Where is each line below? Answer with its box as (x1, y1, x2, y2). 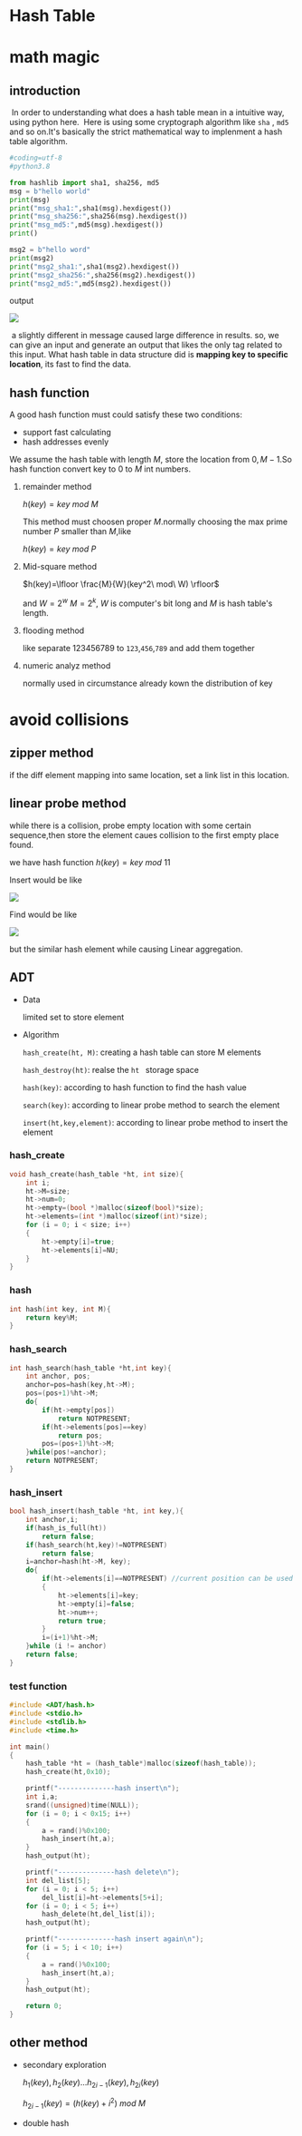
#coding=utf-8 (9, 153, 63, 163)
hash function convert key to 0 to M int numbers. (9, 463, 192, 474)
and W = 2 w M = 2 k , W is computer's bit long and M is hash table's (22, 596, 273, 609)
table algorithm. (9, 136, 68, 147)
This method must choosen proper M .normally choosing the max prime (22, 516, 288, 527)
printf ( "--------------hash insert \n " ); (25, 1784, 180, 1793)
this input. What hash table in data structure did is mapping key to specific (9, 349, 289, 360)
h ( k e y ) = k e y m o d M (22, 499, 99, 510)
